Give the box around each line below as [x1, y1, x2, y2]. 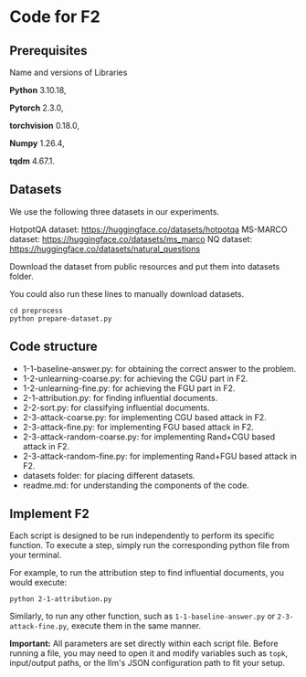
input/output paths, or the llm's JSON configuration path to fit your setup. [9, 658, 286, 669]
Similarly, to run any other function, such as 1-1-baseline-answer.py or [9, 610, 276, 622]
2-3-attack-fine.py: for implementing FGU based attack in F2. [22, 421, 254, 432]
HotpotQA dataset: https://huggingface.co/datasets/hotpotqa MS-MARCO [9, 224, 288, 235]
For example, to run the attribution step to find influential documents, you [9, 567, 285, 578]
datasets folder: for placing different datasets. [22, 470, 195, 481]
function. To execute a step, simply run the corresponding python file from [9, 540, 290, 551]
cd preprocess [9, 306, 64, 315]
